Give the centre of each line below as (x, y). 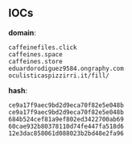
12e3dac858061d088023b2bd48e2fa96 (66, 133)
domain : (22, 32)
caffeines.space (35, 54)
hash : (18, 90)
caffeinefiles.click (43, 47)
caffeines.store (35, 61)
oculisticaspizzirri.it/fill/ (59, 76)
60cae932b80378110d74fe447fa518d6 (66, 126)
